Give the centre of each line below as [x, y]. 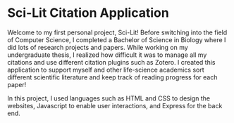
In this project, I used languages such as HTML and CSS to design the [109, 98]
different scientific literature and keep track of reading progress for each [112, 77]
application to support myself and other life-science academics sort [106, 70]
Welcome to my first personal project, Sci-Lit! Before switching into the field [117, 32]
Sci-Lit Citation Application [88, 13]
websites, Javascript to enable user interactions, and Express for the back [115, 105]
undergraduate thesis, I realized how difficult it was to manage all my [107, 55]
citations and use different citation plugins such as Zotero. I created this [112, 62]
